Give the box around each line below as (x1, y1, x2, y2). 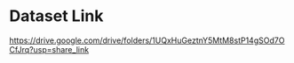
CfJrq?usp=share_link (9, 44, 90, 54)
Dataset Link (9, 6, 104, 26)
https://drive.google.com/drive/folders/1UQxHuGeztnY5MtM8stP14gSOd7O (9, 35, 285, 45)
